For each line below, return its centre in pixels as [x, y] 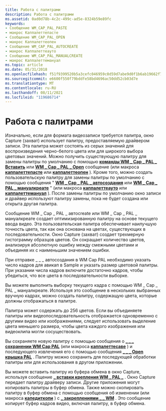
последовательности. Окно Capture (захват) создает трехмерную [75, 234]
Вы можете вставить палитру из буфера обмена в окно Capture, [73, 372]
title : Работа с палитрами [33, 10]
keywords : [15, 24]
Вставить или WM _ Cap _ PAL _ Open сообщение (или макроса [72, 167]
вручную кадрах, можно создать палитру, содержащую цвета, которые [81, 296]
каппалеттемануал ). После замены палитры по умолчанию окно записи [83, 193]
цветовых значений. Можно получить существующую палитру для [76, 156]
